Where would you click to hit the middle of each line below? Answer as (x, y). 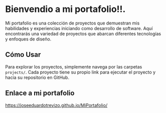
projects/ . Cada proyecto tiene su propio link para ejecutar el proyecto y (80, 72)
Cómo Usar (23, 55)
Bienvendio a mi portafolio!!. (65, 9)
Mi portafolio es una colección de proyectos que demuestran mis (72, 23)
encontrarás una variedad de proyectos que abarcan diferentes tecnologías (83, 33)
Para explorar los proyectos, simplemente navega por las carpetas (74, 66)
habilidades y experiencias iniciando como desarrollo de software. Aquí (79, 28)
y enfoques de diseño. (28, 39)
